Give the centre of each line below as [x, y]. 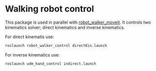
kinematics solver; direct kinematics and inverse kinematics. [65, 27]
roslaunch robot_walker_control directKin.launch [56, 45]
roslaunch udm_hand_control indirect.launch [51, 64]
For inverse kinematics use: [32, 55]
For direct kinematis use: [30, 37]
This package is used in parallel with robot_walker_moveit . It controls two [78, 22]
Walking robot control [50, 9]
